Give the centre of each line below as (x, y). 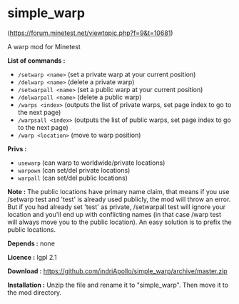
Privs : (17, 148)
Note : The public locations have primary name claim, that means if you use (118, 191)
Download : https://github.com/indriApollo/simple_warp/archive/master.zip (117, 271)
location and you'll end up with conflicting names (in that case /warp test (115, 214)
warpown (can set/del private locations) (74, 170)
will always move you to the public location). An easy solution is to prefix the (119, 222)
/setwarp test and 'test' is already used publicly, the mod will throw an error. (119, 199)
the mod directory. (35, 292)
